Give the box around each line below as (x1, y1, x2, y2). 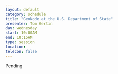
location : (5, 44, 26, 49)
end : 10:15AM (5, 35, 33, 40)
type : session (5, 40, 35, 45)
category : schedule (5, 12, 46, 17)
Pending (5, 63, 23, 69)
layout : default (5, 7, 39, 12)
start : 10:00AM (5, 30, 37, 35)
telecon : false (5, 49, 37, 54)
